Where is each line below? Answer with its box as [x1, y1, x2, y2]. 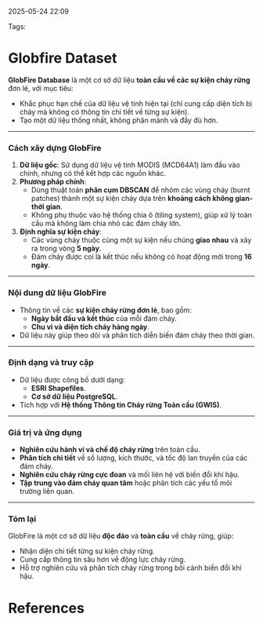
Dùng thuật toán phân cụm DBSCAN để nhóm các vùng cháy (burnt [31, 185, 250, 195]
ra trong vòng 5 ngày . [31, 243, 102, 254]
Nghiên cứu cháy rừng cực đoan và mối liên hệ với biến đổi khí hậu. [19, 470, 240, 480]
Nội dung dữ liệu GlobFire [8, 287, 107, 298]
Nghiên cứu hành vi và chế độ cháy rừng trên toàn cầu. [19, 445, 201, 455]
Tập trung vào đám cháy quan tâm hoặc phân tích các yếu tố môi [19, 478, 232, 488]
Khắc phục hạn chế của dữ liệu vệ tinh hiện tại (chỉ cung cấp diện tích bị [19, 98, 253, 108]
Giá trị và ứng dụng [8, 427, 82, 438]
